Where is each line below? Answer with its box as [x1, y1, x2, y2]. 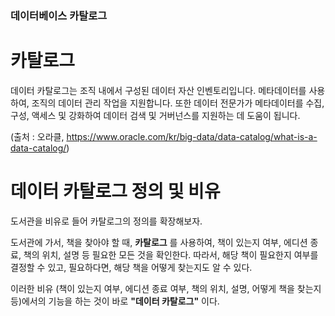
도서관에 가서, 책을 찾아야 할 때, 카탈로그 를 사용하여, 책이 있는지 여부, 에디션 [10, 236, 308, 248]
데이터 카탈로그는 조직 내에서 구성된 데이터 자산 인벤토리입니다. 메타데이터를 [10, 84, 307, 96]
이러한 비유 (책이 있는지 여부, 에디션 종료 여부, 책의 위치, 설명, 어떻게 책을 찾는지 [10, 282, 322, 294]
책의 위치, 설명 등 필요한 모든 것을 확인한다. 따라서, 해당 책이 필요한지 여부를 [23, 248, 319, 261]
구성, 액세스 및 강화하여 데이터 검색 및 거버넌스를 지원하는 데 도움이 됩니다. [10, 109, 301, 121]
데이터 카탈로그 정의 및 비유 [10, 180, 221, 203]
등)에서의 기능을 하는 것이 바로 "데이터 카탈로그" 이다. [10, 295, 220, 307]
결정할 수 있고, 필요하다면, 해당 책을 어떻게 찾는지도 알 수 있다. [10, 261, 253, 273]
